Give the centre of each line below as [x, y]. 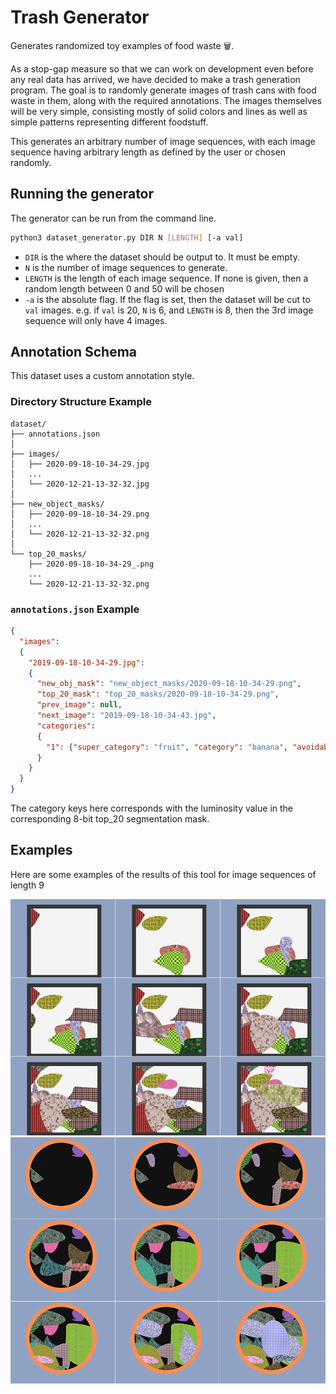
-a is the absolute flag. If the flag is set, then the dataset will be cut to [167, 299]
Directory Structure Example [81, 402]
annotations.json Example [75, 609]
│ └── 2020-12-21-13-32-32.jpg [80, 484]
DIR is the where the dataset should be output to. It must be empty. [162, 257]
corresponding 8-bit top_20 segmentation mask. [110, 819]
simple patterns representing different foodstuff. [109, 122]
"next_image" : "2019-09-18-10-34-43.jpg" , [126, 716]
